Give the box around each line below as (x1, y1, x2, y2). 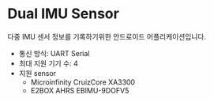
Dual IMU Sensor (7, 5, 119, 23)
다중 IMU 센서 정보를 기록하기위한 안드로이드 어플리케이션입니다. (7, 32, 207, 41)
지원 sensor (18, 68, 57, 77)
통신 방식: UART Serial (18, 48, 90, 58)
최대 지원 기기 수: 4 (18, 59, 78, 68)
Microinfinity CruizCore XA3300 (30, 77, 136, 87)
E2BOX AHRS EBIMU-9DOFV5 (30, 85, 130, 95)
